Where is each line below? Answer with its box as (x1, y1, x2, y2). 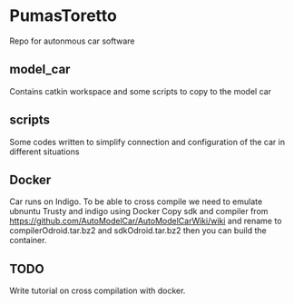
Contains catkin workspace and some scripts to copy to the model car (9, 85, 272, 96)
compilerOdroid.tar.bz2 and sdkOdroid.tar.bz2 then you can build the (9, 225, 267, 236)
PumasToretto (9, 5, 118, 26)
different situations (9, 146, 80, 157)
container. (9, 235, 47, 246)
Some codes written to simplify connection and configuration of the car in (9, 136, 286, 147)
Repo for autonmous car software (9, 35, 135, 46)
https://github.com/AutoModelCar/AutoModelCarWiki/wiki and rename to (9, 215, 282, 227)
